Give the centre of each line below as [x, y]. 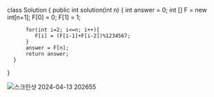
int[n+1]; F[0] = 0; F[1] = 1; [44, 17]
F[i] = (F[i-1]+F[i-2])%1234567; [83, 36]
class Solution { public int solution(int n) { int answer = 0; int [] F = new [107, 10]
